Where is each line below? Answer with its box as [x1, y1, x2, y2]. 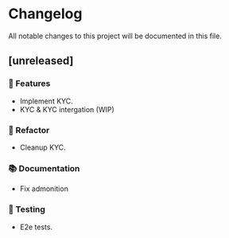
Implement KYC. [19, 96, 73, 106]
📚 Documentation [8, 162, 80, 174]
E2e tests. [19, 222, 53, 232]
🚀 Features [8, 78, 51, 89]
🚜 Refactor [8, 124, 50, 135]
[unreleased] [8, 54, 74, 68]
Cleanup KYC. [19, 142, 66, 152]
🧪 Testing [8, 204, 46, 215]
